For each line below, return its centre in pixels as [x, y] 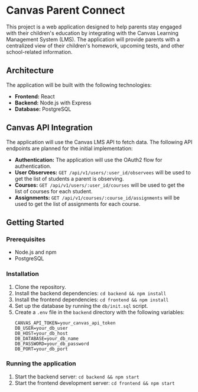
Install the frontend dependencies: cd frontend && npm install [92, 299]
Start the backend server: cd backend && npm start [77, 377]
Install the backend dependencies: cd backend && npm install [90, 293]
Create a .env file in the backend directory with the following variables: [100, 312]
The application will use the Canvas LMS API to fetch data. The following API [99, 142]
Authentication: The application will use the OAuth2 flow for [88, 160]
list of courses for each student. [53, 191]
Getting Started [35, 222]
